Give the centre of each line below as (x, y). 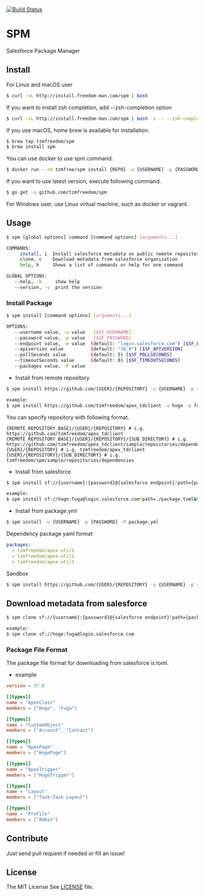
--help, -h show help (47, 282)
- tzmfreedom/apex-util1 (43, 550)
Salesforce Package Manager (43, 50)
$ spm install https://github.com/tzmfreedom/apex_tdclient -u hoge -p (99, 405)
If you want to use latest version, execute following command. (84, 181)
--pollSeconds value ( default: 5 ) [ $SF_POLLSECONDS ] (93, 355)
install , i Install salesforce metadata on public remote (96, 254)
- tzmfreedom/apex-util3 (43, 562)
